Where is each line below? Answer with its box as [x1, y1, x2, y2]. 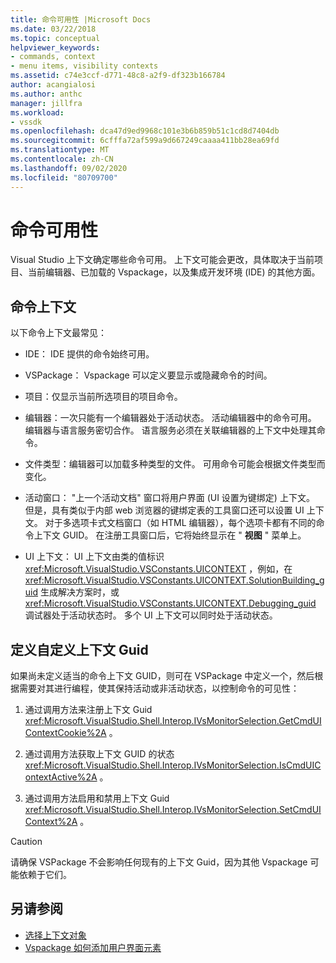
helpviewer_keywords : [10, 42, 101, 53]
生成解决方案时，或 [39, 586, 120, 598]
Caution [10, 836, 43, 848]
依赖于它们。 [18, 869, 72, 881]
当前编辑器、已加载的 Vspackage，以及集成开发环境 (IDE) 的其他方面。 [27, 266, 321, 278]
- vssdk [10, 117, 43, 127]
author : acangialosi [10, 80, 97, 90]
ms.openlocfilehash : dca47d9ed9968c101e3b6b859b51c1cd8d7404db [10, 126, 280, 136]
